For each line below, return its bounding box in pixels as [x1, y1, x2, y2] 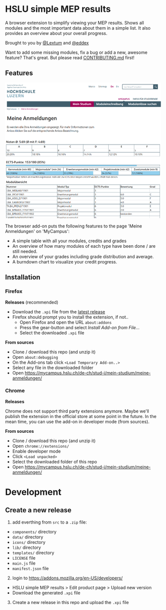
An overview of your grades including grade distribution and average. [12, 253, 154, 260]
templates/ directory [12, 549, 54, 556]
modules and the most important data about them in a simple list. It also [5, 25, 151, 31]
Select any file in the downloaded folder [12, 364, 94, 371]
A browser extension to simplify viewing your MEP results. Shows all [5, 20, 144, 26]
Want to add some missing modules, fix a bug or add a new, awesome [5, 49, 148, 55]
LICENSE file [12, 555, 36, 561]
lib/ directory [12, 544, 41, 550]
